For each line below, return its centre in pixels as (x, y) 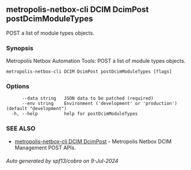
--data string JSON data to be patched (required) (88, 98)
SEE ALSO (21, 128)
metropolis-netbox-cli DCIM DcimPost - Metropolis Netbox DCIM (93, 141)
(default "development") (36, 109)
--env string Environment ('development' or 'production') (99, 104)
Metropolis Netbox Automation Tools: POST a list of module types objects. (96, 61)
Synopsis (20, 48)
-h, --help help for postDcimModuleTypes (75, 114)
